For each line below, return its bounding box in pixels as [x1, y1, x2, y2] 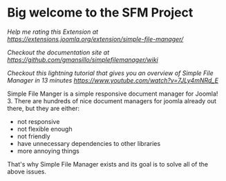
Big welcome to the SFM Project [7, 5, 194, 21]
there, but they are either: [7, 104, 79, 112]
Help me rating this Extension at [7, 28, 99, 36]
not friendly [17, 132, 50, 140]
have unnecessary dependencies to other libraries [17, 139, 161, 147]
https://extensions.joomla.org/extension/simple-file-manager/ [7, 34, 184, 43]
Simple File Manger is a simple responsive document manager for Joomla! [7, 89, 218, 98]
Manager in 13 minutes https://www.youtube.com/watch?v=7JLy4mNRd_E [7, 76, 219, 84]
